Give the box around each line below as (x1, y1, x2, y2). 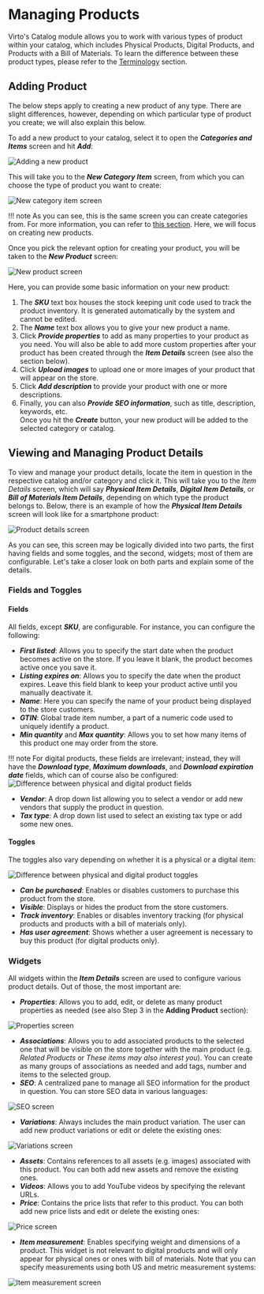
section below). (19, 356, 70, 365)
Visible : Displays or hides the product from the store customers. (19, 902, 229, 911)
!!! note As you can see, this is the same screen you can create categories (8, 211, 248, 221)
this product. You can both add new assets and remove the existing (19, 1164, 239, 1175)
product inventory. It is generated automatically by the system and (19, 306, 235, 315)
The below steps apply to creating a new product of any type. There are (8, 100, 242, 110)
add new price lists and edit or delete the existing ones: (19, 1207, 199, 1217)
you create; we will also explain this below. (8, 117, 147, 127)
